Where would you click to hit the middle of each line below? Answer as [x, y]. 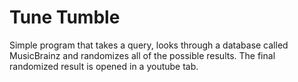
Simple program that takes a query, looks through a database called [149, 45]
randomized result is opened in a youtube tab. [104, 66]
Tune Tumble [65, 17]
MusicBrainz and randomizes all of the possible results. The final [142, 55]
